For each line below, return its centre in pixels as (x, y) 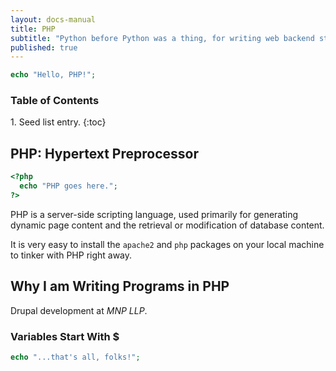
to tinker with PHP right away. (71, 255)
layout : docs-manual (53, 19)
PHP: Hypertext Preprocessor (104, 153)
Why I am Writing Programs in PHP (120, 286)
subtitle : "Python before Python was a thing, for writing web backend (162, 38)
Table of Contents (55, 101)
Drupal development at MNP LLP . (79, 310)
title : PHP (33, 29)
